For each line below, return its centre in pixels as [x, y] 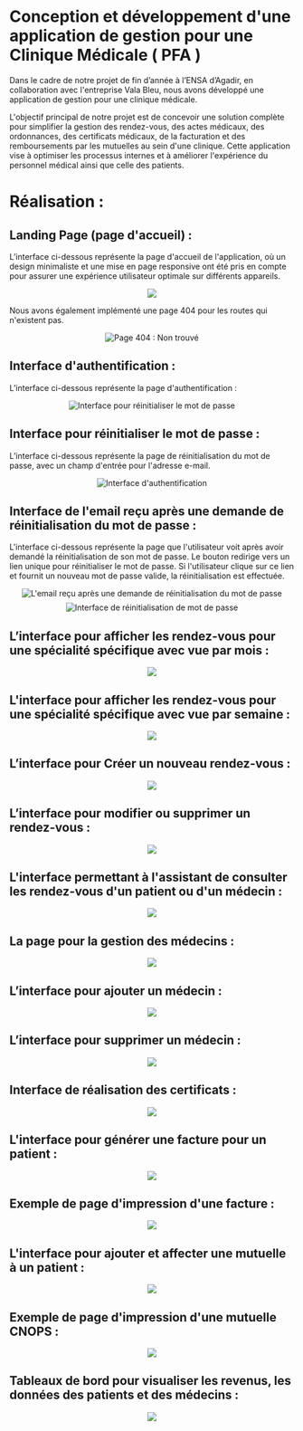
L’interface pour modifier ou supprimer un [130, 813]
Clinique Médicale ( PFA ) [105, 55]
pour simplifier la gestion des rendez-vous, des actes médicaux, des [137, 126]
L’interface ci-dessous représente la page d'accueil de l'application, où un [148, 256]
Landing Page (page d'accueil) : [101, 235]
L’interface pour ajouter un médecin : [116, 991]
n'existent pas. [37, 320]
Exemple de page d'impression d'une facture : [142, 1203]
